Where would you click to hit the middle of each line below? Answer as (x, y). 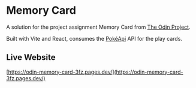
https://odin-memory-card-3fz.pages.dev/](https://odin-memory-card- (96, 72)
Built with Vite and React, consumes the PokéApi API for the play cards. (94, 38)
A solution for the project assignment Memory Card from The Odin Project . (98, 27)
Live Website (31, 57)
